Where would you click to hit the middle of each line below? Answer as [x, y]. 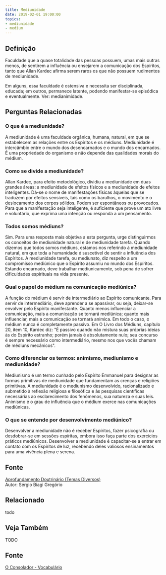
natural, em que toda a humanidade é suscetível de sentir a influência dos [81, 253]
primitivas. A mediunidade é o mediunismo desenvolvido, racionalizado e [80, 386]
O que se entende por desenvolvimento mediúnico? [69, 419]
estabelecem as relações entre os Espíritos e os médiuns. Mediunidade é [80, 142]
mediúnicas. [18, 407]
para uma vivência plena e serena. [40, 452]
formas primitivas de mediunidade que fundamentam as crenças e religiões [82, 380]
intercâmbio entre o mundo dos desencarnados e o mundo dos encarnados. [83, 148]
